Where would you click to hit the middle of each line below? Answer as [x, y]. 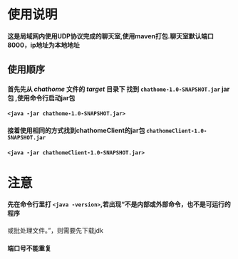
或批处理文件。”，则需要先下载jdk [55, 230]
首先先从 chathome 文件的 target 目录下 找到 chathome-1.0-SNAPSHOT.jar [114, 89]
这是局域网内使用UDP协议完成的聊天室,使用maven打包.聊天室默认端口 [110, 36]
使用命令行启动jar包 [46, 97]
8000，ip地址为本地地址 [44, 45]
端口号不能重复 [29, 248]
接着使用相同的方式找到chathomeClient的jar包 [76, 130]
